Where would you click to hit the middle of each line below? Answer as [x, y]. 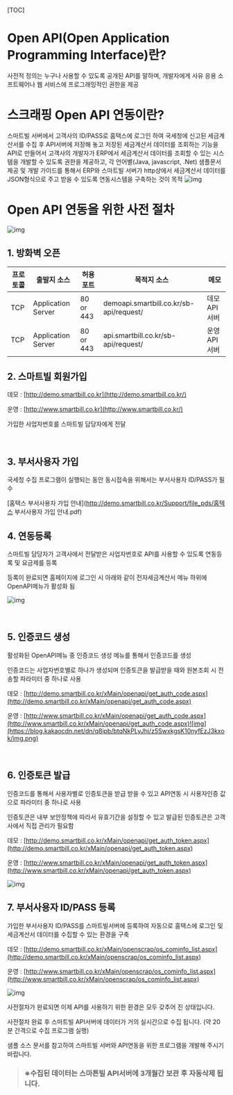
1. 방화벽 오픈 [34, 253]
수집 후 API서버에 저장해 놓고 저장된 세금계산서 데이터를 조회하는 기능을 [122, 144]
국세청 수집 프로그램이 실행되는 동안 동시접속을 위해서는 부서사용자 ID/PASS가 [112, 480]
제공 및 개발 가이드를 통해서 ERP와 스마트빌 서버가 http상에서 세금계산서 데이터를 [116, 170]
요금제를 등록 [40, 563]
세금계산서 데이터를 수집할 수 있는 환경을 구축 [68, 934]
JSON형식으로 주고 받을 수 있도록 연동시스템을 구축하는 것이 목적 [95, 179]
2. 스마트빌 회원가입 [48, 377]
